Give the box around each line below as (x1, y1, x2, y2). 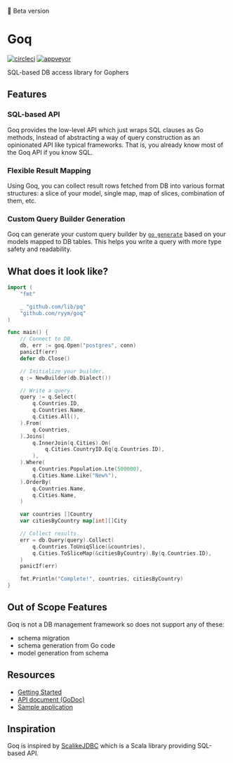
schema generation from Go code (17, 641, 116, 650)
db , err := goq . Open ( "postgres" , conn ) (20, 342, 137, 350)
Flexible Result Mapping (7, 165, 91, 175)
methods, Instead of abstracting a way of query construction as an (7, 133, 200, 141)
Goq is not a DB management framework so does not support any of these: (7, 620, 225, 629)
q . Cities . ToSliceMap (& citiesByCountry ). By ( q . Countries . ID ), (32, 549, 212, 557)
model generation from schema (17, 648, 109, 657)
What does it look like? (7, 265, 109, 277)
